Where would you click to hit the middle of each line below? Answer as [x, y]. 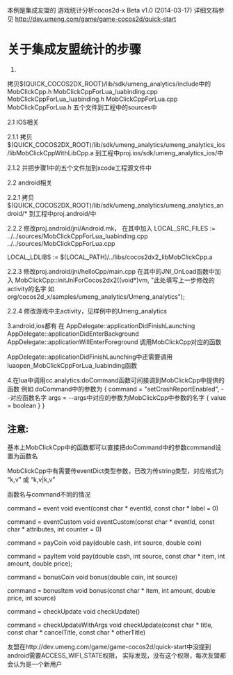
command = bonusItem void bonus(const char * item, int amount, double [111, 590]
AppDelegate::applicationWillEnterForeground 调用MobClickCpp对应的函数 [114, 342]
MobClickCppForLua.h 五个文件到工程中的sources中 [82, 107]
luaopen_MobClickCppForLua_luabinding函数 [72, 365]
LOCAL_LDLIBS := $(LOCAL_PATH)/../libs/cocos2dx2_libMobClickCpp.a [110, 257]
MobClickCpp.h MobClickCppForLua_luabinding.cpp [82, 91]
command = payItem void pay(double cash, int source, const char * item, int [116, 556]
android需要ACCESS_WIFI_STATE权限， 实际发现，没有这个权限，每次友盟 [114, 655]
